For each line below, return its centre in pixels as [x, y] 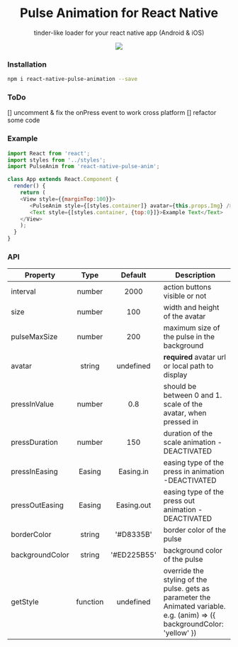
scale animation [189, 443]
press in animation [194, 472]
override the [183, 571]
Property [40, 275]
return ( [33, 193]
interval [23, 292]
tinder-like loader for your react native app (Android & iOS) [119, 33]
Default [134, 275]
